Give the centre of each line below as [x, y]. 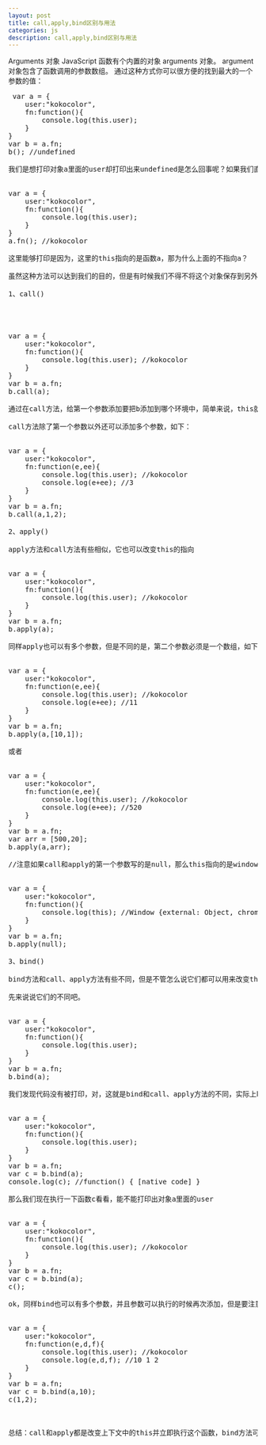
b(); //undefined [42, 152]
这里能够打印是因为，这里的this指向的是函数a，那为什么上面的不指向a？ [128, 259]
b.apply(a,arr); [40, 847]
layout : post [30, 15]
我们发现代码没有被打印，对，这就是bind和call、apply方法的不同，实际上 [133, 1094]
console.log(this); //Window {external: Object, [138, 913]
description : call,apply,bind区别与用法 [72, 38]
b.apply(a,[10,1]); [46, 734]
